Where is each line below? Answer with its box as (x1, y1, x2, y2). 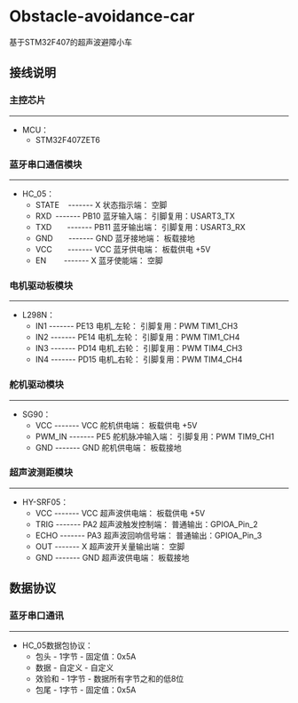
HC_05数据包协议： (21, 640, 93, 651)
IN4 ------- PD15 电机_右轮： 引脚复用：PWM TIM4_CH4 (35, 354, 243, 365)
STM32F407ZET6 (35, 134, 100, 145)
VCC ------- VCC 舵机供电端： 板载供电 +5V (35, 419, 198, 430)
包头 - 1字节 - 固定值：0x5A (35, 651, 137, 661)
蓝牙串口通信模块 (9, 158, 82, 171)
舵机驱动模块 (9, 379, 65, 391)
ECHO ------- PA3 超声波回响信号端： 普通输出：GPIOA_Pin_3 (35, 530, 263, 540)
